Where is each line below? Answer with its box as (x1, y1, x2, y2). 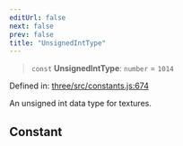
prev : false (9, 30, 54, 39)
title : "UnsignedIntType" (9, 38, 106, 48)
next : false (9, 22, 54, 31)
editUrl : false (9, 13, 66, 23)
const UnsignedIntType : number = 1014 (30, 63, 174, 74)
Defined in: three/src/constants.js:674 (9, 80, 150, 91)
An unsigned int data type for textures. (9, 98, 152, 109)
